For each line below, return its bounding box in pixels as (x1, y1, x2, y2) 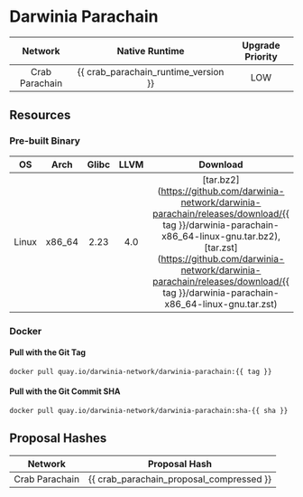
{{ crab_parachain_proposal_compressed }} (87, 473, 272, 485)
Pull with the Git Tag (9, 347, 87, 358)
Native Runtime (116, 44, 185, 57)
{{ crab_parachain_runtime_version (77, 65, 225, 78)
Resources (9, 108, 71, 123)
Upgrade (242, 39, 280, 52)
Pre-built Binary (9, 135, 81, 147)
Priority (244, 50, 278, 62)
